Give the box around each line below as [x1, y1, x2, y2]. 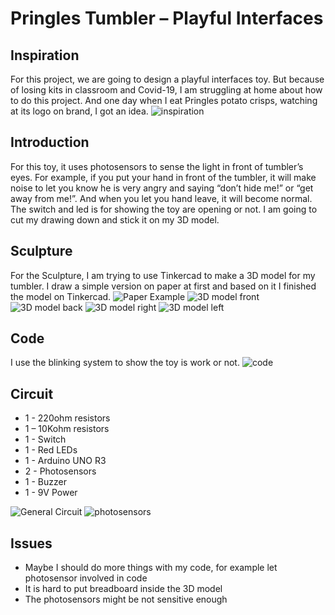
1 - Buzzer [24, 476, 67, 488]
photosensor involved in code [24, 572, 148, 584]
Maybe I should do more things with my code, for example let [24, 562, 278, 574]
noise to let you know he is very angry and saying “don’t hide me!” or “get [10, 182, 314, 194]
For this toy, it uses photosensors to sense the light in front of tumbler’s [10, 160, 304, 172]
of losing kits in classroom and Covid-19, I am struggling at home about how [10, 84, 323, 96]
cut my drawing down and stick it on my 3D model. [10, 213, 220, 226]
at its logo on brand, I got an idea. [10, 105, 149, 117]
